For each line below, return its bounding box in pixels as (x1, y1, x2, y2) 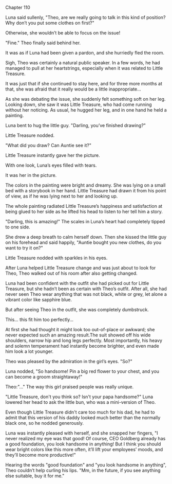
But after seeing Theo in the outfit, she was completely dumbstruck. (5, 307, 149, 313)
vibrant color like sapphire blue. (5, 297, 72, 302)
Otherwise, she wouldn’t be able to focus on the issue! (5, 30, 121, 35)
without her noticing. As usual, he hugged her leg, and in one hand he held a (5, 107, 167, 113)
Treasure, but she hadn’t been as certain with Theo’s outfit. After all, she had (5, 285, 167, 292)
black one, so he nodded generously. (5, 420, 84, 426)
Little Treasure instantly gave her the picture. (5, 152, 100, 158)
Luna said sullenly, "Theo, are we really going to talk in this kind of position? (5, 14, 166, 20)
